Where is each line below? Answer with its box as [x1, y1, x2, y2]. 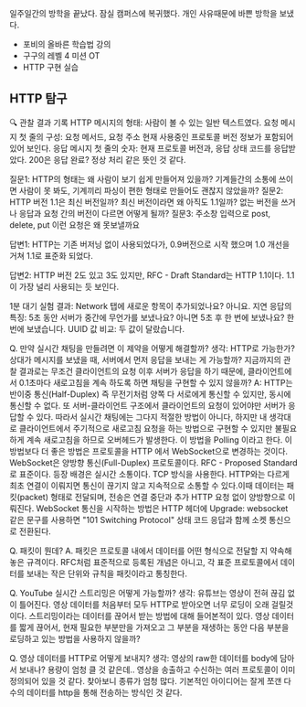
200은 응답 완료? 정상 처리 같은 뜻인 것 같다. [28, 154, 186, 165]
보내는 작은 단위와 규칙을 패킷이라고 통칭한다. [26, 568, 188, 579]
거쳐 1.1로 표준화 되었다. [9, 250, 93, 261]
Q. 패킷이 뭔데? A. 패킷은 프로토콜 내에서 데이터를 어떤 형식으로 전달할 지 [9, 545, 268, 556]
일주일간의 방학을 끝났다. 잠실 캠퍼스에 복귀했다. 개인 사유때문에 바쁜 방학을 [9, 8, 278, 18]
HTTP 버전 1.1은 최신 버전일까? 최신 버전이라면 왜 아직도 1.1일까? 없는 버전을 [9, 196, 280, 208]
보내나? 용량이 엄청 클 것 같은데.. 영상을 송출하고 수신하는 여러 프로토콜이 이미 [18, 664, 296, 675]
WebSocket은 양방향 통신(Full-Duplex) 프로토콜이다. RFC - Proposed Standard [9, 456, 299, 468]
